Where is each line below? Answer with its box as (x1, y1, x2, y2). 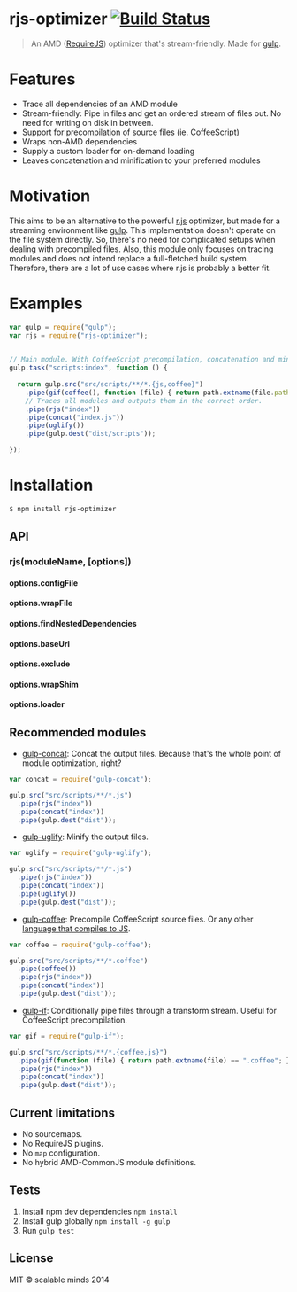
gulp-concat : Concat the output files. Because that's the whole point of (21, 749, 281, 759)
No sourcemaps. (21, 1129, 83, 1140)
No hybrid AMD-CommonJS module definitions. (21, 1157, 197, 1168)
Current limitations (9, 1105, 115, 1120)
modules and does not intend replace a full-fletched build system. (9, 253, 249, 263)
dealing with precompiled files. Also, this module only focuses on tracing (9, 244, 274, 254)
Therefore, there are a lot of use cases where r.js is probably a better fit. (9, 262, 271, 273)
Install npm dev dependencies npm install (21, 1206, 179, 1217)
